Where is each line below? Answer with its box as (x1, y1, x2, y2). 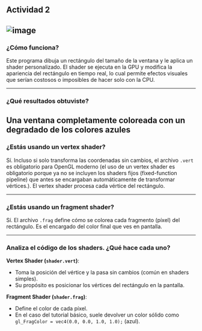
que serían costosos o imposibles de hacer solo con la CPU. (6, 76, 155, 84)
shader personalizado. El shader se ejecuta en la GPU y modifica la (6, 63, 173, 71)
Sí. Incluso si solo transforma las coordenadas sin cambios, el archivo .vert (6, 156, 194, 164)
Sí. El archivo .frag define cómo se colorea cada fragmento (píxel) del (6, 216, 180, 223)
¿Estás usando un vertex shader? (6, 143, 106, 151)
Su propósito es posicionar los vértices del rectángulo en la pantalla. (14, 282, 185, 289)
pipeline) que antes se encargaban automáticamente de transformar (6, 176, 176, 183)
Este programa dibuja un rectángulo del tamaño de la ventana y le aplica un (6, 57, 193, 64)
